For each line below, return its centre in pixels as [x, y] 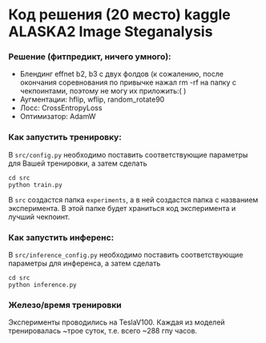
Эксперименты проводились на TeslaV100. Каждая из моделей [117, 322]
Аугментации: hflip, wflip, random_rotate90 [92, 100]
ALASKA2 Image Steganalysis [111, 32]
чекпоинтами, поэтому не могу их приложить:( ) [103, 91]
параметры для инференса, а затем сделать [85, 263]
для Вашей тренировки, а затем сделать [78, 163]
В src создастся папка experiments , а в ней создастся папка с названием [133, 199]
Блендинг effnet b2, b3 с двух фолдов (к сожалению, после [122, 74]
